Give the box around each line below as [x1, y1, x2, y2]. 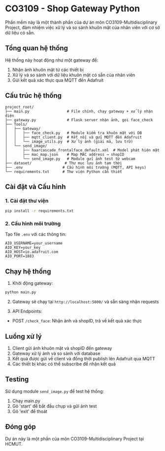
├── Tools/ [5, 122, 28, 127]
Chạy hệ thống [5, 267, 51, 276]
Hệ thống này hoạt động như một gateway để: [5, 57, 99, 63]
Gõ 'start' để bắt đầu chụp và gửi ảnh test [12, 403, 97, 409]
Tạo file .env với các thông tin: [5, 231, 66, 237]
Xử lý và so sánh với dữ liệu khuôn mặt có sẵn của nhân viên [12, 72, 135, 78]
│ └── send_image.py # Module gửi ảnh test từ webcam [5, 156, 135, 161]
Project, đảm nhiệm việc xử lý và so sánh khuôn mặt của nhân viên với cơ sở [5, 24, 160, 30]
